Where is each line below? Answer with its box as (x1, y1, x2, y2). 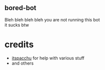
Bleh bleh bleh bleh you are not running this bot (4, 17, 100, 22)
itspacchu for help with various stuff (11, 55, 84, 61)
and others (11, 60, 34, 66)
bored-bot (4, 4, 37, 12)
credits (4, 39, 34, 50)
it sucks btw (4, 22, 29, 28)
